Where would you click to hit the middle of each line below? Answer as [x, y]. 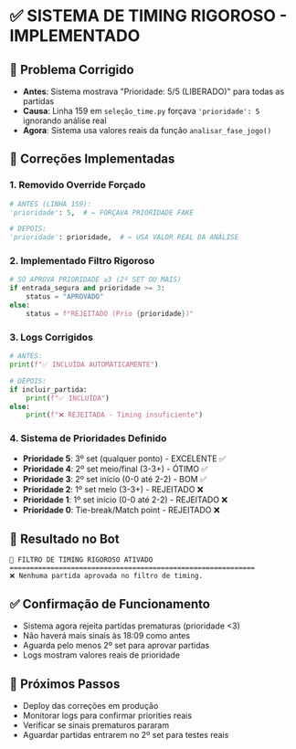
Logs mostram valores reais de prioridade [101, 655]
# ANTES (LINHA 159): [51, 204]
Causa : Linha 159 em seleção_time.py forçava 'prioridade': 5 [141, 111]
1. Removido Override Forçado [78, 185]
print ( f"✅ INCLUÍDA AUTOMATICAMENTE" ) [84, 365]
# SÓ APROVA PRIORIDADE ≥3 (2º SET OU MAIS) [95, 280]
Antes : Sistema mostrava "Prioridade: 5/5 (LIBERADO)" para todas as [153, 91]
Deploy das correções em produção [90, 706]
